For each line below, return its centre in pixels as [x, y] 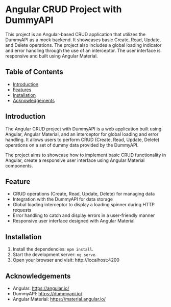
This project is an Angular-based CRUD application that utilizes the [76, 34]
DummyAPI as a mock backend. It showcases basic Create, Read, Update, [83, 40]
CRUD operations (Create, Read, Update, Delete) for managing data [83, 194]
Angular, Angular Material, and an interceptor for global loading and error [82, 134]
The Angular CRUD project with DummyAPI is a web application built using [83, 129]
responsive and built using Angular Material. [52, 56]
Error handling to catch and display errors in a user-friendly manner [84, 215]
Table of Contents [34, 72]
